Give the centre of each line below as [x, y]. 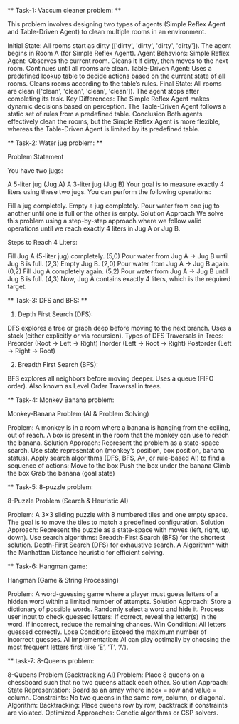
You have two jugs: [35, 170]
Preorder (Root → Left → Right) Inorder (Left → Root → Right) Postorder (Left [119, 343]
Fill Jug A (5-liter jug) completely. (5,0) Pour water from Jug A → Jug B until [118, 256]
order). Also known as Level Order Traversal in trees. [85, 386]
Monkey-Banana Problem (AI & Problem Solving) [78, 414]
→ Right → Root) [31, 351]
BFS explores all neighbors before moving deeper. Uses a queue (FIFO [111, 378]
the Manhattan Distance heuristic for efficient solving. [86, 552]
